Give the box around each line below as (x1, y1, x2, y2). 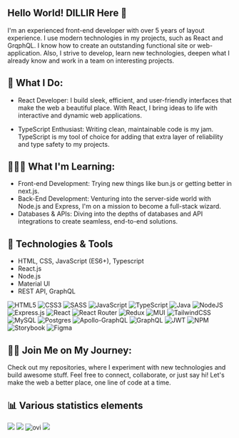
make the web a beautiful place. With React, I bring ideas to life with (17, 103, 218, 112)
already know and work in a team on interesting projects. (7, 56, 175, 65)
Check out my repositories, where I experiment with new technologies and (7, 363, 226, 372)
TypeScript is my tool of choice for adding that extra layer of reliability (17, 132, 223, 141)
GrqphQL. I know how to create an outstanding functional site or (7, 41, 196, 50)
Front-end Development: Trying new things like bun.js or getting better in (17, 179, 232, 188)
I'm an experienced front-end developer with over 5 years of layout (7, 26, 205, 34)
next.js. (17, 187, 40, 196)
